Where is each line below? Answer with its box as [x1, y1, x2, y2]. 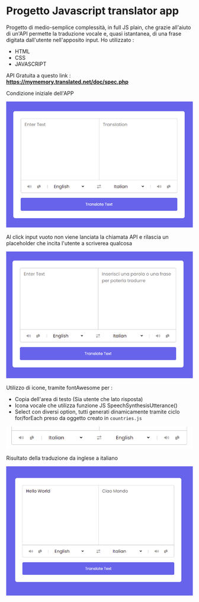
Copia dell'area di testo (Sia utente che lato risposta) [14, 395, 143, 402]
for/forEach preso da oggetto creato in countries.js [14, 414, 142, 421]
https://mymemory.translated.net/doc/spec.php [6, 78, 129, 85]
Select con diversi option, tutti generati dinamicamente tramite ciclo [14, 408, 180, 415]
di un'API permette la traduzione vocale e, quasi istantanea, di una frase [6, 30, 182, 37]
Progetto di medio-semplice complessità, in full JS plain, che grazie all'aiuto [6, 24, 191, 31]
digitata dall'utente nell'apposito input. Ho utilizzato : [6, 36, 134, 43]
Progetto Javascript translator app [6, 4, 179, 18]
